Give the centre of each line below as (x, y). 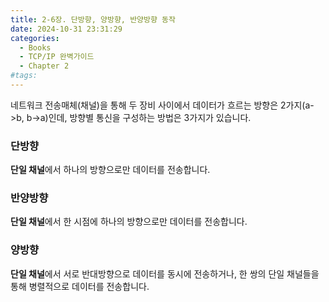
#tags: (24, 76)
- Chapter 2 (44, 66)
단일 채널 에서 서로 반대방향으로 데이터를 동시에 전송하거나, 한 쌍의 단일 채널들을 (165, 273)
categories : (35, 38)
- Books (35, 47)
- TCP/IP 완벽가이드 (57, 57)
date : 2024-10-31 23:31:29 (66, 29)
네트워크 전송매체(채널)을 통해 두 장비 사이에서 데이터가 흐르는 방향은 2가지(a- (162, 105)
